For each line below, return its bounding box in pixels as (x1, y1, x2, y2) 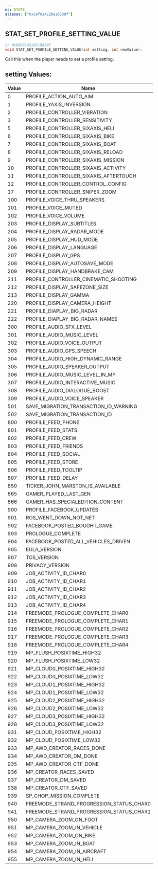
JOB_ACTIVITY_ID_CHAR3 (26, 594, 86, 601)
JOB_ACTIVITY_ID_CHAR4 (26, 602, 86, 608)
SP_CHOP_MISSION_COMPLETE (26, 792, 100, 799)
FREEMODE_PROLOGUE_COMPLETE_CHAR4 (26, 641, 129, 648)
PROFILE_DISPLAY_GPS (26, 252, 80, 259)
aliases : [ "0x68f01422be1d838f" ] (5, 12, 73, 17)
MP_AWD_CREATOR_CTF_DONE (26, 760, 99, 767)
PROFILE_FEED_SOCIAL (26, 450, 80, 457)
